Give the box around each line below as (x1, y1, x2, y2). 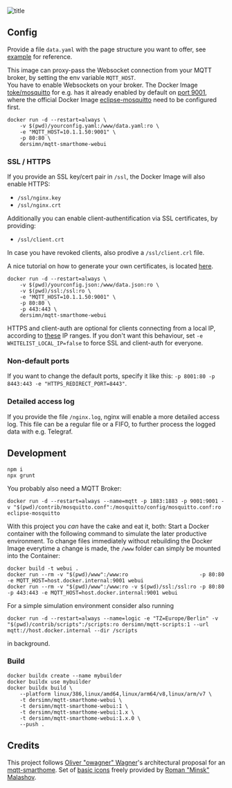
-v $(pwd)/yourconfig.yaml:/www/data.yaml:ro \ (19, 122, 159, 129)
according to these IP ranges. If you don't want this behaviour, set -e (7, 331, 203, 340)
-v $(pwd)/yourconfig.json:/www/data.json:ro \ (19, 281, 159, 288)
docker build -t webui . (7, 565, 79, 572)
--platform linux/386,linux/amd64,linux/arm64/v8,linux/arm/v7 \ (19, 690, 213, 698)
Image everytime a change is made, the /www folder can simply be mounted (7, 544, 221, 552)
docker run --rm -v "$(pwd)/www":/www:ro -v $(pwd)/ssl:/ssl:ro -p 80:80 (7, 583, 225, 590)
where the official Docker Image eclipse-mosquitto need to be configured (7, 95, 217, 104)
